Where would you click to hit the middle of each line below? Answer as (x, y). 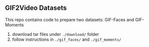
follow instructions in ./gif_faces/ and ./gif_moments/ (66, 39)
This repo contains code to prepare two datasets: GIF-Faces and (70, 19)
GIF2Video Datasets (36, 8)
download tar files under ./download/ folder (56, 34)
